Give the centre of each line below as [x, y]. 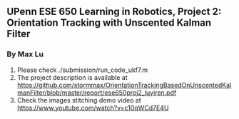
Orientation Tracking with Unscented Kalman [109, 23]
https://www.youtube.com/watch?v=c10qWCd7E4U [93, 108]
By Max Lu [25, 54]
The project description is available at [72, 77]
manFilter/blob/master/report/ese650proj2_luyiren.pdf [97, 93]
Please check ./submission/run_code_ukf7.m [82, 70]
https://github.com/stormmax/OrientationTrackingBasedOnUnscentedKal [124, 85]
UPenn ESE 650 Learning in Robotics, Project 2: [114, 12]
